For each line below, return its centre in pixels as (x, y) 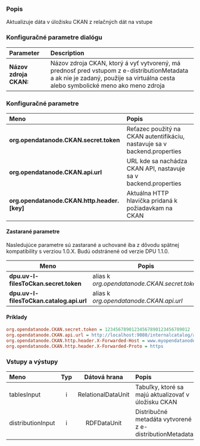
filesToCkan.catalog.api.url (48, 301)
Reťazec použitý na (154, 129)
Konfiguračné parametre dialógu (54, 38)
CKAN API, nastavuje (156, 168)
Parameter (24, 53)
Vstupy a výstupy (32, 362)
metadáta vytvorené (163, 419)
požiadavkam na (149, 208)
